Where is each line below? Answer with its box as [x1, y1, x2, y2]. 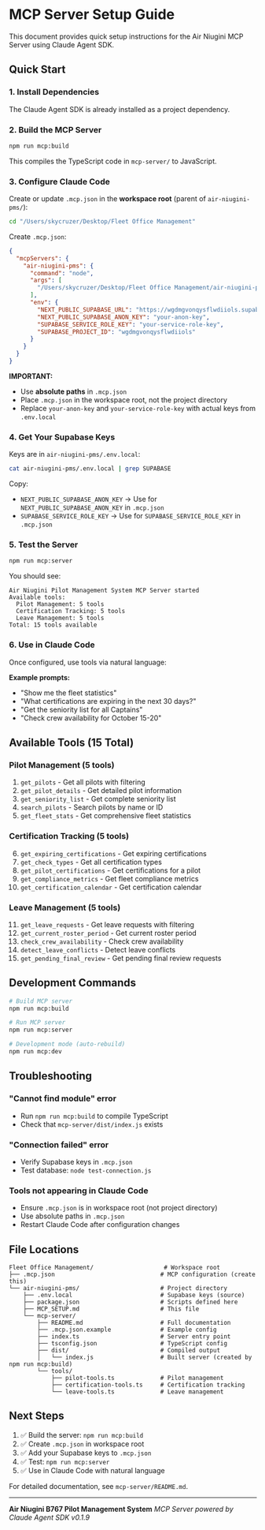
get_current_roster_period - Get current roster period [20, 928, 197, 937]
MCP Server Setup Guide [9, 6, 175, 24]
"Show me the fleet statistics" [20, 688, 117, 698]
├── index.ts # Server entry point [37, 1333, 231, 1341]
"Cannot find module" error [9, 1093, 117, 1104]
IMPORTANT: [9, 371, 53, 380]
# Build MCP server [9, 997, 73, 1005]
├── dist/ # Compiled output [37, 1347, 221, 1355]
